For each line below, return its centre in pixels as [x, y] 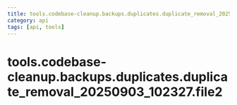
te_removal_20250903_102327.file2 [115, 92]
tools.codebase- [57, 62]
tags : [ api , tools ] [36, 27]
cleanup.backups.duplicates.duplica [117, 76]
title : [17, 14]
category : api [28, 20]
